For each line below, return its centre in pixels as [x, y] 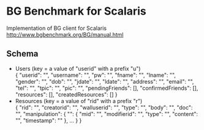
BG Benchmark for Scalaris [76, 11]
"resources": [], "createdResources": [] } [66, 94]
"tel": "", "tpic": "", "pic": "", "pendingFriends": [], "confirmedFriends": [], [107, 88]
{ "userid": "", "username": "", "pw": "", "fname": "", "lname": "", [96, 75]
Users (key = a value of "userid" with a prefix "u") [78, 68]
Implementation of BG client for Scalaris [57, 28]
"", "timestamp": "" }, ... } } [48, 120]
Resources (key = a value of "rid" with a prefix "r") [79, 101]
